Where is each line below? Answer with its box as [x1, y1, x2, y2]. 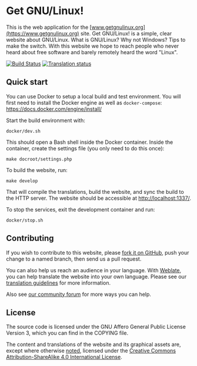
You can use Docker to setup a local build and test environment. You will [6, 93, 181, 100]
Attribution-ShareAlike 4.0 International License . [6, 354, 122, 361]
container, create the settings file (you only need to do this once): [6, 144, 165, 151]
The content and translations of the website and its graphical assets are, [6, 341, 181, 348]
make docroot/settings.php [6, 156, 72, 162]
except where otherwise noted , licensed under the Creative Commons [6, 347, 176, 354]
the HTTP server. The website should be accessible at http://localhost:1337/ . [6, 194, 192, 202]
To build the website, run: [6, 166, 68, 173]
